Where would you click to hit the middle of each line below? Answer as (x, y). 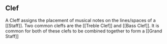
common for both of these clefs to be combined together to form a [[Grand (84, 31)
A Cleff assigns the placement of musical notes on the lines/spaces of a (81, 20)
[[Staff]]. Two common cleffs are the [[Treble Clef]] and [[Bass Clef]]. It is (82, 25)
